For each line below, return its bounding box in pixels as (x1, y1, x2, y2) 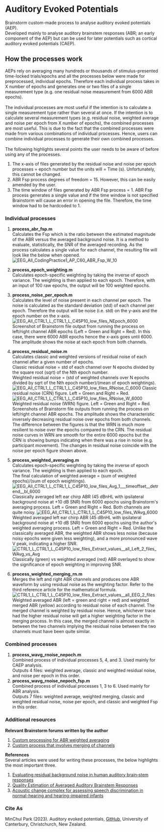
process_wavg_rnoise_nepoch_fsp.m (12, 678, 91, 684)
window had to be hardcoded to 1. (12, 202, 81, 208)
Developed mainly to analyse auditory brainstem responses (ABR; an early (5, 30, 155, 36)
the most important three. (5, 762, 57, 768)
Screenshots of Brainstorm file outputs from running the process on (12, 406, 149, 412)
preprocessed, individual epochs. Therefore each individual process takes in (5, 78, 160, 84)
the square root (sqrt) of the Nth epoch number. (12, 369, 109, 375)
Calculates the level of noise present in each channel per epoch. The (12, 297, 151, 303)
